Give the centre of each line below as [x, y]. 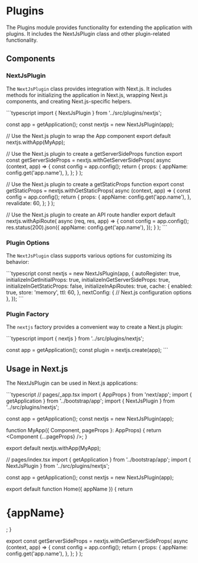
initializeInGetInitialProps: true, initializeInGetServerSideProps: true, [88, 279]
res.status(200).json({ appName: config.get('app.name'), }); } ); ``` [87, 227]
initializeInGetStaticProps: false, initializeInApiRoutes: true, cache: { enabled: [99, 286]
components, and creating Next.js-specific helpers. [69, 101]
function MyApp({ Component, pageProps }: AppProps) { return [84, 430]
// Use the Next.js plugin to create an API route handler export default [91, 215]
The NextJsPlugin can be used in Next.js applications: [72, 383]
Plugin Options [28, 243]
